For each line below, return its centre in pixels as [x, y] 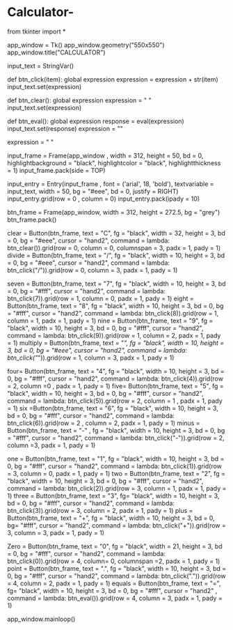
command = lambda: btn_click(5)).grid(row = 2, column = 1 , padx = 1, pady [115, 401]
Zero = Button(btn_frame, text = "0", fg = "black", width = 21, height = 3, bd [115, 546]
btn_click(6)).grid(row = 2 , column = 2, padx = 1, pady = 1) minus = [104, 423]
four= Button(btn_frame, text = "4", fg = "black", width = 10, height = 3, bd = [116, 371]
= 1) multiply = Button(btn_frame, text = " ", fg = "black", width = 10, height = [116, 343]
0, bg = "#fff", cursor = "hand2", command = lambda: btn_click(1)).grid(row [115, 466]
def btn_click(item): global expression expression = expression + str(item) [113, 79]
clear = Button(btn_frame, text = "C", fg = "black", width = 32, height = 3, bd [116, 233]
